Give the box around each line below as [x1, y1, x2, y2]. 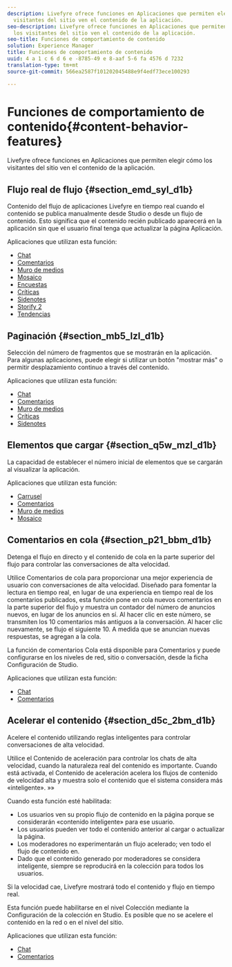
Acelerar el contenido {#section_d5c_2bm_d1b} [7, 715, 216, 727]
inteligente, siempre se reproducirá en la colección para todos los [17, 862, 204, 870]
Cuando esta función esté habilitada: [7, 797, 112, 805]
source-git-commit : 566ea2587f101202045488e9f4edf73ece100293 [7, 68, 190, 75]
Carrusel [17, 492, 42, 500]
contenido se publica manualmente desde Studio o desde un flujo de [7, 209, 203, 218]
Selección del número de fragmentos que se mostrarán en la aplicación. [7, 348, 212, 357]
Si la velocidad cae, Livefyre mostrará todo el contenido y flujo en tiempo [7, 882, 215, 891]
